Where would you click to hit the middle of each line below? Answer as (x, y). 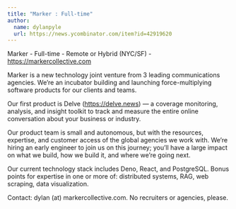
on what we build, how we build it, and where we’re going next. (99, 155)
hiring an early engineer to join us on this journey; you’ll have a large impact (118, 148)
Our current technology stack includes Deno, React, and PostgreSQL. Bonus (118, 169)
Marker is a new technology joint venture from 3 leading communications (114, 75)
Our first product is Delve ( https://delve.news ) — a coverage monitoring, (113, 104)
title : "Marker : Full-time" (50, 14)
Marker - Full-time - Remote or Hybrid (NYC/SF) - (79, 54)
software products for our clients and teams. (72, 90)
